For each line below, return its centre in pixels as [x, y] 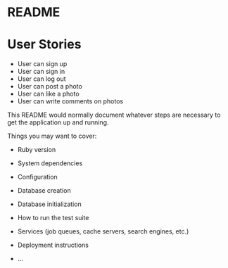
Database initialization [50, 204]
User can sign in [41, 72]
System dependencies [50, 163]
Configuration [37, 177]
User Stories [44, 45]
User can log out [42, 79]
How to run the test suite [53, 218]
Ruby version [37, 150]
